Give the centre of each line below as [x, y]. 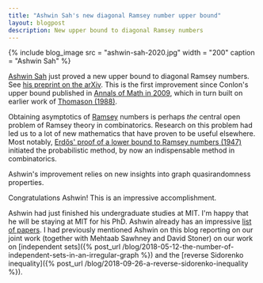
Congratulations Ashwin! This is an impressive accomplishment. [112, 198]
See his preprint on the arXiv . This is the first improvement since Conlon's [128, 85]
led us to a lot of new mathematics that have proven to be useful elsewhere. [132, 134]
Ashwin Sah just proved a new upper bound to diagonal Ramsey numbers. [129, 77]
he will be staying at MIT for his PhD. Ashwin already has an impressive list [130, 221]
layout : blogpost [37, 23]
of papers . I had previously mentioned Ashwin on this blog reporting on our [131, 230]
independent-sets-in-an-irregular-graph [74, 255]
